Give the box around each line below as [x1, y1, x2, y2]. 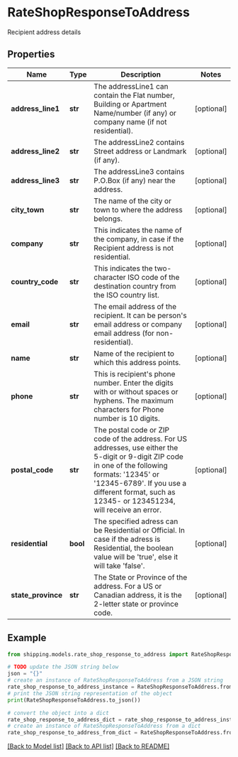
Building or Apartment [93, 99, 167, 109]
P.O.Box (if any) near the [93, 175, 176, 185]
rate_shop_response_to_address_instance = [7, 683, 135, 691]
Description [120, 69, 161, 79]
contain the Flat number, [93, 90, 175, 100]
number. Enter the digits [93, 378, 174, 388]
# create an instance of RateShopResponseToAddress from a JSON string [7, 677, 223, 684]
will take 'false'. [93, 560, 145, 570]
